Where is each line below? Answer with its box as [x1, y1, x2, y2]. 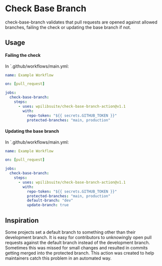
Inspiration [5, 216, 39, 224]
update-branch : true [26, 203, 69, 208]
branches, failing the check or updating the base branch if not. [5, 24, 131, 30]
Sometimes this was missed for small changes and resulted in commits [5, 245, 148, 251]
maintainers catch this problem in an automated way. [5, 255, 112, 261]
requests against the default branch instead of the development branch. [5, 240, 150, 245]
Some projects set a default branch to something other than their [5, 229, 136, 235]
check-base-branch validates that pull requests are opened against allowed [5, 19, 158, 25]
